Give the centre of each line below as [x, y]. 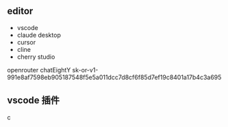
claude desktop [39, 35]
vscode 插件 [34, 101]
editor [20, 11]
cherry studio [36, 57]
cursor [26, 42]
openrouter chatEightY [39, 70]
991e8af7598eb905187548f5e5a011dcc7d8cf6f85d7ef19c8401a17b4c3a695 [114, 77]
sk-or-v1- [85, 70]
